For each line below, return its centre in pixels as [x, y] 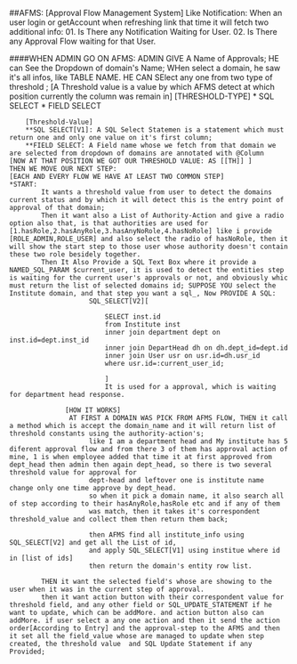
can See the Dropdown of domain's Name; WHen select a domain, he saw [145, 68]
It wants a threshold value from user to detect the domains [157, 192]
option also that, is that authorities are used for [109, 223]
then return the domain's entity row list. [170, 566]
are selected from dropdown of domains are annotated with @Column [137, 153]
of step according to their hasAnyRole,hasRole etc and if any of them [144, 504]
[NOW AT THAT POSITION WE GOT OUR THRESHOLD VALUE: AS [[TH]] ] [131, 161]
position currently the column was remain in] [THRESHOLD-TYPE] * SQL [142, 96]
